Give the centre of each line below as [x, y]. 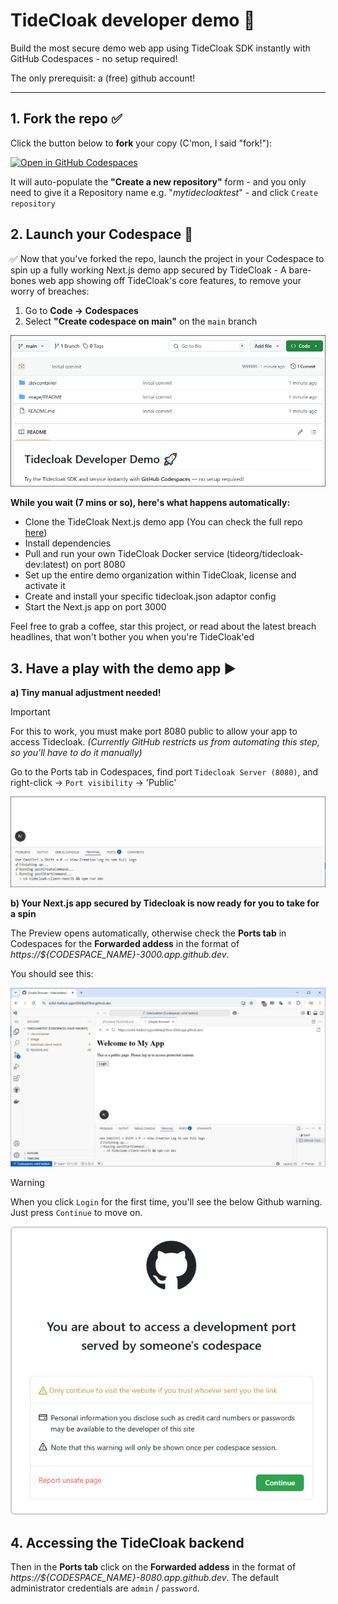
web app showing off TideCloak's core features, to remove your [170, 280]
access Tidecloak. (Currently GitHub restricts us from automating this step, [165, 742]
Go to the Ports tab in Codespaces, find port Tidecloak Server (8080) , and [164, 772]
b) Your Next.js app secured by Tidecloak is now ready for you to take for [165, 903]
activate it [45, 586]
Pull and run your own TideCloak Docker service [124, 554]
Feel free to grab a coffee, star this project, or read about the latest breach [163, 626]
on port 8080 [98, 565]
